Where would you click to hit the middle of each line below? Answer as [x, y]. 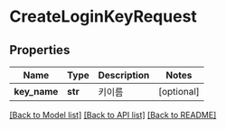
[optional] [179, 92]
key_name [36, 92]
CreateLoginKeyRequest [103, 17]
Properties [40, 50]
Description [124, 75]
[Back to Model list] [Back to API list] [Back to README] [113, 115]
